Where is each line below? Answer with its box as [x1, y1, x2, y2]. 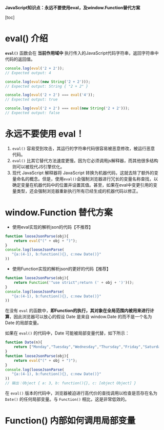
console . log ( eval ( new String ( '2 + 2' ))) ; [5, 79, 91, 84]
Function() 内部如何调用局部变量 [5, 415, 136, 426]
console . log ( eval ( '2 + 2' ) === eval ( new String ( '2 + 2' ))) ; [5, 106, 130, 111]
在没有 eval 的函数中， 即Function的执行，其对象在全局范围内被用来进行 [5, 308, 150, 313]
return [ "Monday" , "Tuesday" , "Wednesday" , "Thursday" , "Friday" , [14, 345, 143, 350]
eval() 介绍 [5, 33, 48, 44]
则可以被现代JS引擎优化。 [12, 163, 65, 170]
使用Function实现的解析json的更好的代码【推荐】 [12, 266, 111, 272]
